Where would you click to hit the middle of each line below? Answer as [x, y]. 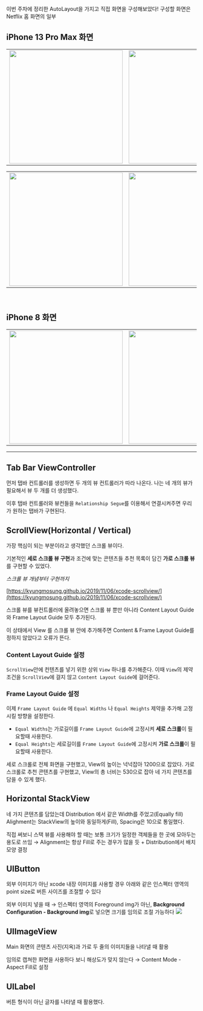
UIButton [23, 869]
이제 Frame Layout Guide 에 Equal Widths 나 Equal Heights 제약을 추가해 [94, 708]
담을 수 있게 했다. [27, 779]
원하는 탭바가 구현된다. [39, 511]
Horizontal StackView [48, 799]
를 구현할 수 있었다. [29, 566]
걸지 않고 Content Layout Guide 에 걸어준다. [108, 677]
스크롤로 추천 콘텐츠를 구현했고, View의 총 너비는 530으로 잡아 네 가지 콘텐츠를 [99, 772]
